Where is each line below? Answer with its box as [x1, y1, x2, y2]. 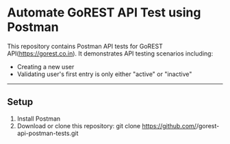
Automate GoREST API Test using [7, 5, 201, 21]
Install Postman [16, 115, 61, 123]
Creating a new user [16, 62, 75, 71]
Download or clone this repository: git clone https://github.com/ [16, 121, 197, 130]
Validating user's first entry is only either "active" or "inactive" [16, 70, 192, 78]
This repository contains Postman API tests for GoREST [7, 42, 163, 50]
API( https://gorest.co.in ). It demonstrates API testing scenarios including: [7, 49, 214, 58]
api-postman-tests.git [16, 129, 79, 137]
